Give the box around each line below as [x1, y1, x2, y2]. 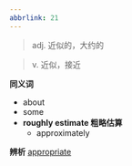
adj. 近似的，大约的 [31, 39, 105, 50]
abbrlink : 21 [9, 13, 59, 23]
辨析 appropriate [9, 146, 72, 157]
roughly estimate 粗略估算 [22, 117, 123, 128]
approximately [36, 127, 90, 138]
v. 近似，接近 [31, 58, 82, 69]
